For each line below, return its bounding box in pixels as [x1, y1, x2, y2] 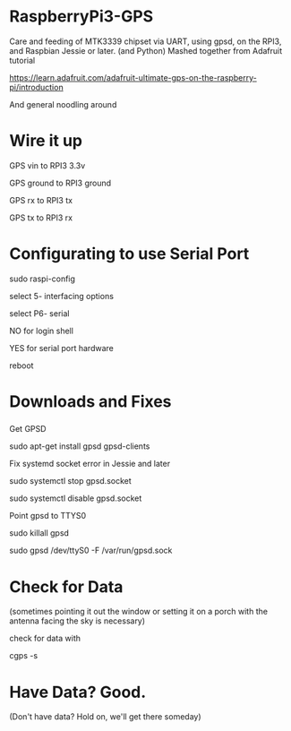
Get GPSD [9, 424, 47, 434]
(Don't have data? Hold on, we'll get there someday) [9, 711, 201, 722]
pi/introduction [9, 82, 64, 92]
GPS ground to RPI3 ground [9, 177, 112, 188]
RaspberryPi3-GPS [9, 6, 154, 27]
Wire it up [9, 131, 83, 151]
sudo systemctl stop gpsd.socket [9, 476, 132, 486]
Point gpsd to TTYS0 [9, 511, 87, 521]
